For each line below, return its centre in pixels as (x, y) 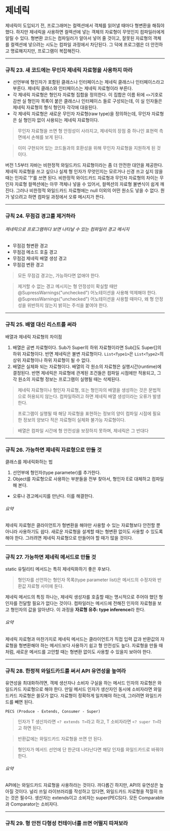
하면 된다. (33, 728)
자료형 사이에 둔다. (46, 586)
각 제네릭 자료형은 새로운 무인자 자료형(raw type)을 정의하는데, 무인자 (81, 114)
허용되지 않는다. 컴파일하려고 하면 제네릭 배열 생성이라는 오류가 (89, 396)
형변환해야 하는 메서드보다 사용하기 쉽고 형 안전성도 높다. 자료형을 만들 (88, 645)
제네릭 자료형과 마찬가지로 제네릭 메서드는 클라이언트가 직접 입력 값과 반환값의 (82, 639)
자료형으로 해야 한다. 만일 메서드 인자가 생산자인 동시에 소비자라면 (88, 689)
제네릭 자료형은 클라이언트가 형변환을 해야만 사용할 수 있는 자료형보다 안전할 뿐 (83, 525)
